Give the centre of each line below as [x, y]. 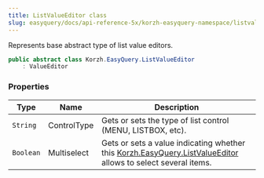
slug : [17, 23]
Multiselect [68, 152]
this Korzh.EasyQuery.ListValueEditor [170, 152]
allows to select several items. [156, 162]
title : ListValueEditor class [58, 15]
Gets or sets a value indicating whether [173, 143]
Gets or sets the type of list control [165, 120]
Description [177, 107]
